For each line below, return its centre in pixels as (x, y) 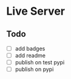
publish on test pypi (40, 62)
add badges (30, 48)
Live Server (36, 11)
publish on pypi (34, 69)
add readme (30, 56)
